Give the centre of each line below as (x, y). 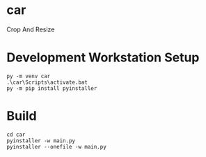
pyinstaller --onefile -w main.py (57, 147)
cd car (16, 135)
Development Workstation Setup (103, 58)
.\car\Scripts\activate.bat (47, 82)
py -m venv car (29, 76)
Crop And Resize (31, 29)
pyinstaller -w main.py (41, 141)
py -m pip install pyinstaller (52, 88)
